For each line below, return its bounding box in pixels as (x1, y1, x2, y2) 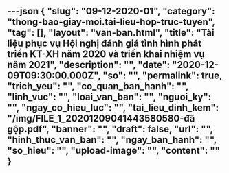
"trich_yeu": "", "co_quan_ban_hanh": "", (7, 80, 189, 92)
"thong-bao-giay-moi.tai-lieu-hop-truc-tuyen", (7, 16, 215, 28)
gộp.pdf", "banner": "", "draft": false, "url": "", (7, 124, 213, 135)
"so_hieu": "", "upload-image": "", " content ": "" (7, 145, 220, 157)
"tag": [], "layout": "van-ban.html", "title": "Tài (7, 27, 215, 38)
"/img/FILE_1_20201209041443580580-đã (7, 113, 195, 124)
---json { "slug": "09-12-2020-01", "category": (7, 5, 215, 17)
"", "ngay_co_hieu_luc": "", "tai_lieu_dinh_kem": (7, 102, 219, 114)
